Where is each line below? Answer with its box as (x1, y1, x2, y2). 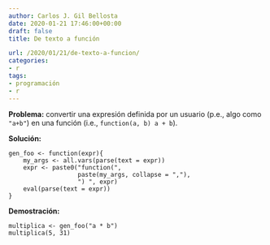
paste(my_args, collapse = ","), (77, 170, 191, 178)
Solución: (8, 133, 42, 143)
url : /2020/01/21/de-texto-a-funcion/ (8, 49, 140, 58)
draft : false (8, 27, 53, 35)
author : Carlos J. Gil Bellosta (8, 11, 118, 20)
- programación (8, 79, 60, 88)
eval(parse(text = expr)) (23, 184, 111, 193)
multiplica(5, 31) (8, 229, 71, 237)
